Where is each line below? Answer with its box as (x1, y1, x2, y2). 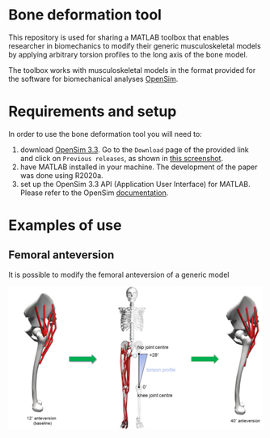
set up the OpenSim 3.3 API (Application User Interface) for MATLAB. (19, 179, 251, 189)
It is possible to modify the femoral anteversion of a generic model (8, 270, 230, 279)
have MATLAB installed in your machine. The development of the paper (19, 162, 258, 172)
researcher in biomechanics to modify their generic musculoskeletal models (8, 40, 261, 50)
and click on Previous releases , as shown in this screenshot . (19, 153, 224, 163)
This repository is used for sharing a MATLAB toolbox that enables (8, 32, 230, 42)
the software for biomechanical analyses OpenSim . (8, 74, 179, 83)
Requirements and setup (8, 103, 177, 121)
